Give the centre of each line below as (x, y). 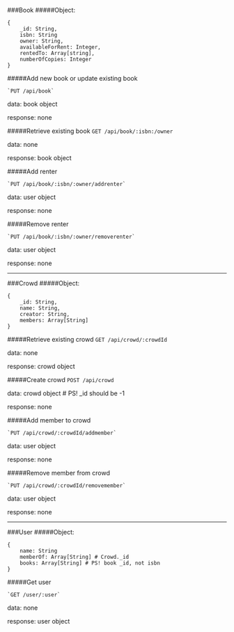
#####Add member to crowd (49, 420)
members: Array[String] (54, 320)
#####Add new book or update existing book (72, 78)
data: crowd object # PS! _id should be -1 (66, 393)
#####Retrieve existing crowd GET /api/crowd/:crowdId (87, 339)
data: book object (32, 104)
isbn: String (39, 35)
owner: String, (42, 41)
